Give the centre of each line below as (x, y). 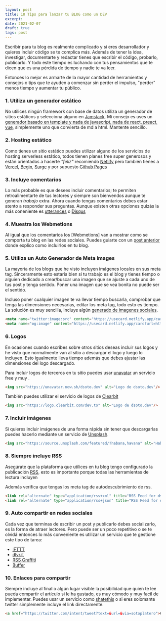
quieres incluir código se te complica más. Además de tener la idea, (74, 52)
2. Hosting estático (28, 140)
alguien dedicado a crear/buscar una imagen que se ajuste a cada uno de (80, 280)
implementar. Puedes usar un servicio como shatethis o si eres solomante (80, 599)
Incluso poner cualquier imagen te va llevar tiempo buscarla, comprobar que (83, 299)
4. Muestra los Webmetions (39, 224)
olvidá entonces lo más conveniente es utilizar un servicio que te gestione (80, 534)
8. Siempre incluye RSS (34, 456)
